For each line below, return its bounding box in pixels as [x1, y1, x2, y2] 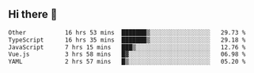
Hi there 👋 [8, 8, 58, 21]
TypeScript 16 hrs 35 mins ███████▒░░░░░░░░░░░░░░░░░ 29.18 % [8, 36, 246, 44]
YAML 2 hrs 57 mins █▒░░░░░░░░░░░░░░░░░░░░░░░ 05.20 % [8, 58, 246, 66]
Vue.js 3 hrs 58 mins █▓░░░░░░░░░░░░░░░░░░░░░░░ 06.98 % [8, 50, 246, 59]
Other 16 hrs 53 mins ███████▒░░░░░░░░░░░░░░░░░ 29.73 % [8, 28, 246, 36]
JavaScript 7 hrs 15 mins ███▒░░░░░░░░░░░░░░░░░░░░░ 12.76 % [8, 43, 246, 51]
